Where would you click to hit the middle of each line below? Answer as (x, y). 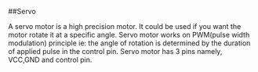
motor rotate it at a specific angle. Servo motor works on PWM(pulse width (129, 35)
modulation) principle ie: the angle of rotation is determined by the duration (129, 43)
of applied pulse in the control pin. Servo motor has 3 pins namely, (115, 51)
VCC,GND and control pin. (50, 59)
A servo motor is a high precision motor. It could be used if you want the (125, 26)
